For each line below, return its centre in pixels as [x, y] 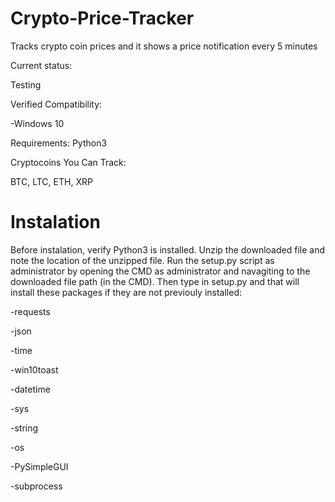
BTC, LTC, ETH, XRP [51, 181]
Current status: [41, 65]
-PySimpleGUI [39, 466]
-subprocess [36, 486]
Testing [26, 84]
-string [24, 428]
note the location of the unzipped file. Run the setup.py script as [142, 260]
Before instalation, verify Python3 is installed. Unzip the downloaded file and [167, 249]
